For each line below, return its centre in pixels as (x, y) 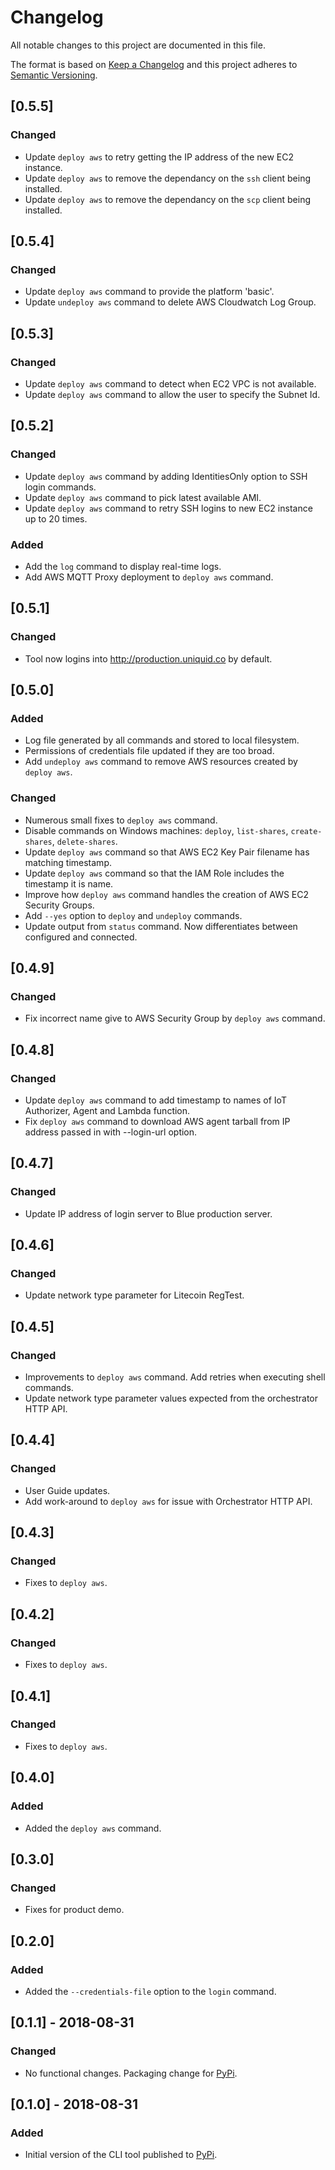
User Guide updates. (67, 1490)
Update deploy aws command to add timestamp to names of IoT (155, 1100)
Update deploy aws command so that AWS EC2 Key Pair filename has (167, 852)
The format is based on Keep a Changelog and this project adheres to (154, 64)
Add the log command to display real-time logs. (123, 566)
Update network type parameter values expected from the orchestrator (171, 1398)
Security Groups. (59, 905)
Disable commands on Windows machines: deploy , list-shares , (156, 830)
